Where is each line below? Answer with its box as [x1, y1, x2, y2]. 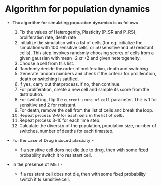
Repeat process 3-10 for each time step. [19, 117, 101, 123]
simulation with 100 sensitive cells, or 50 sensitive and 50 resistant [19, 45, 154, 50]
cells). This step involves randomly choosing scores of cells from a [19, 50, 154, 56]
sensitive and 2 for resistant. [19, 102, 77, 108]
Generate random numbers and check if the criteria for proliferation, [19, 70, 157, 76]
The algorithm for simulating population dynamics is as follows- [12, 20, 140, 25]
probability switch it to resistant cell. [19, 152, 92, 158]
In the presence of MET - [12, 162, 63, 167]
